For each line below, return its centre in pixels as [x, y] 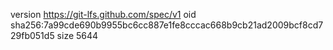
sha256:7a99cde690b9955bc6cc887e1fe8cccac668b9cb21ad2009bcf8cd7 [167, 25]
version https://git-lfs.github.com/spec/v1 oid [103, 14]
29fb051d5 [32, 35]
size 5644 [77, 35]
